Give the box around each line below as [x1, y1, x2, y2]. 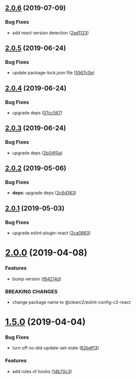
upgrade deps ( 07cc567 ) [12, 110, 63, 116]
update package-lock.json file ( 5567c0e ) [12, 70, 95, 76]
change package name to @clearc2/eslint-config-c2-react [12, 299, 131, 305]
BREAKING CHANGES [5, 288, 58, 295]
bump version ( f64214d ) [12, 276, 61, 281]
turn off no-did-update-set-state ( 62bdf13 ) [12, 345, 99, 351]
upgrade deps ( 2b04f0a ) [12, 150, 63, 156]
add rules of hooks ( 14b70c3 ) [12, 368, 72, 374]
